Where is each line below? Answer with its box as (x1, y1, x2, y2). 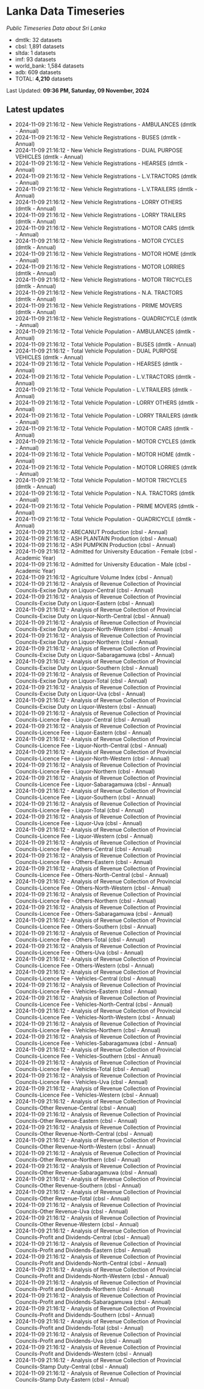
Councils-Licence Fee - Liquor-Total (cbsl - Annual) (15, 806, 145, 814)
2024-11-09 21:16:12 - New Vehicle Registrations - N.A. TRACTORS (15, 289, 183, 296)
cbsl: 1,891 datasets (15, 43, 65, 50)
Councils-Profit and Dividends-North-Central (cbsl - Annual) (15, 1259, 167, 1267)
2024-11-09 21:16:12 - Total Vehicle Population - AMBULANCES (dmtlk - (15, 328, 195, 335)
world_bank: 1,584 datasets (15, 62, 85, 69)
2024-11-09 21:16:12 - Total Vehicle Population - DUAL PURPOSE (15, 347, 178, 354)
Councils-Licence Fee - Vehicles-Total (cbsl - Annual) (15, 1065, 150, 1072)
